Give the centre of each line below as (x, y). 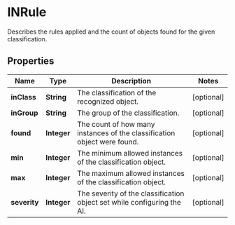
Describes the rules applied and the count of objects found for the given (111, 32)
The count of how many (116, 124)
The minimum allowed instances (130, 153)
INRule (27, 12)
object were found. (108, 142)
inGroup (24, 113)
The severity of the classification (130, 193)
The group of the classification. (128, 113)
